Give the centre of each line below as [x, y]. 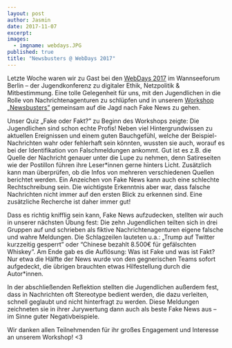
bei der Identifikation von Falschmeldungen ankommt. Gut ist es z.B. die [109, 150]
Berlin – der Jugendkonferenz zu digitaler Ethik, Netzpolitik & [94, 85]
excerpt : [20, 33]
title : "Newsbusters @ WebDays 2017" [61, 59]
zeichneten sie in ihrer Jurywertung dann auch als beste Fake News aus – [112, 309]
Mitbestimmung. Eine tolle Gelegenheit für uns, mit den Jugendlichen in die [114, 93]
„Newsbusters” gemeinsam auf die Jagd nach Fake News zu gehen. [104, 107]
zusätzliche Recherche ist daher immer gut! [69, 202]
